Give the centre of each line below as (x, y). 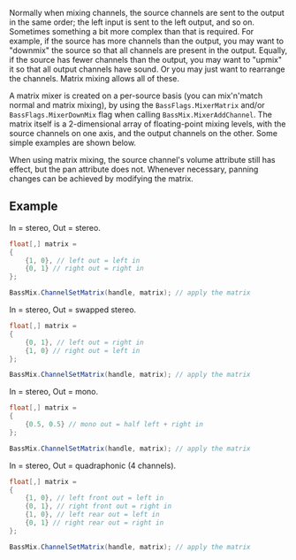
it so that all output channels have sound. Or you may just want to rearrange (147, 69)
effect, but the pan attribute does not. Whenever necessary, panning (134, 169)
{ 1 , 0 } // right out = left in (83, 350)
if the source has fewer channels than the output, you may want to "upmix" (146, 60)
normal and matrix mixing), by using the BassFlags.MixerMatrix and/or (137, 105)
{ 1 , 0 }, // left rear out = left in (93, 515)
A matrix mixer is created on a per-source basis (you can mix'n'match (136, 96)
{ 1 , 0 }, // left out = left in (83, 260)
